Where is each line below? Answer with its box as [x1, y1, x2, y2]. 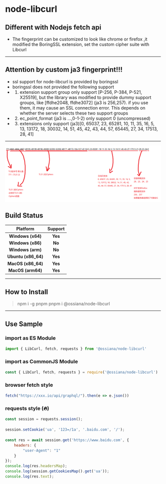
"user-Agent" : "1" [23, 448, 61, 453]
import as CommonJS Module [5, 358, 78, 365]
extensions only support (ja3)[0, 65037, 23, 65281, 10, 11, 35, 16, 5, [19, 120, 155, 126]
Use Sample [5, 320, 43, 328]
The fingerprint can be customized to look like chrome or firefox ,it [12, 36, 148, 42]
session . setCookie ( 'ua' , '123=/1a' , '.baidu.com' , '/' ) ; [5, 427, 125, 432]
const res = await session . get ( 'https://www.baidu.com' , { [5, 438, 129, 443]
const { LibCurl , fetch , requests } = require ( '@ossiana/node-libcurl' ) [5, 370, 158, 375]
